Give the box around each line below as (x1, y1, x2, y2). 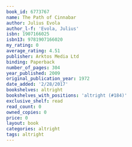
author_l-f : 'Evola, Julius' (6, 25, 79, 32)
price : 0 (6, 115, 28, 121)
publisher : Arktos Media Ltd (6, 53, 79, 59)
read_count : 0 (6, 103, 42, 110)
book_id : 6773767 (6, 8, 50, 15)
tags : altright (6, 131, 44, 138)
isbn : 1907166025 (6, 31, 50, 37)
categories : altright (6, 126, 61, 132)
